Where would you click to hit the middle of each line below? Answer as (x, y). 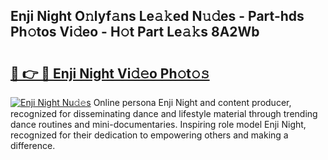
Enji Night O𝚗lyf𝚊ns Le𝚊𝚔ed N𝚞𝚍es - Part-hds (157, 16)
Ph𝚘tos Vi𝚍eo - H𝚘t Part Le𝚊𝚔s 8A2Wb (135, 32)
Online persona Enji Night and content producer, (192, 102)
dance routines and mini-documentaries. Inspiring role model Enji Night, (158, 124)
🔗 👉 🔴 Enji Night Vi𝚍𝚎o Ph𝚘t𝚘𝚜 (110, 73)
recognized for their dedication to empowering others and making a (149, 135)
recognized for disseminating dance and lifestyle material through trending (164, 113)
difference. (33, 145)
